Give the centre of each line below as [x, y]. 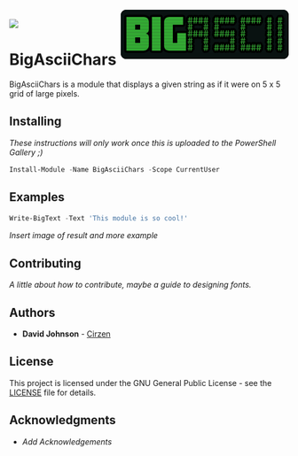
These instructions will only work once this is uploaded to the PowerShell [143, 143]
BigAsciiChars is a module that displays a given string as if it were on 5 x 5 [145, 84]
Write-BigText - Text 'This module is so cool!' [99, 219]
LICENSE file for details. [53, 392]
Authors [32, 312]
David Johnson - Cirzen [66, 334]
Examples [37, 197]
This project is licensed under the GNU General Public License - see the [141, 383]
